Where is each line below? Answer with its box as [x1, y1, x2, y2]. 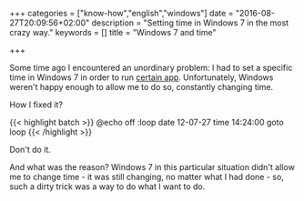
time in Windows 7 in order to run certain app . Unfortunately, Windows [9, 72, 274, 83]
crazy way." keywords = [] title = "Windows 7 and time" [9, 27, 217, 37]
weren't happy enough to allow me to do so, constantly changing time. [9, 82, 274, 92]
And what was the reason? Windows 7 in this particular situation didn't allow [9, 162, 296, 172]
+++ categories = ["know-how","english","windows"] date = [9, 8, 234, 18]
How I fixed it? [9, 99, 64, 110]
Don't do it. [9, 145, 52, 155]
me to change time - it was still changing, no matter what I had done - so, [9, 172, 284, 182]
